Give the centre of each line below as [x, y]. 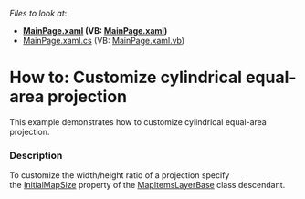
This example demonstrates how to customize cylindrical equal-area [138, 121]
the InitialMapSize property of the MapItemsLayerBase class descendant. [147, 185]
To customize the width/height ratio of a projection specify [120, 175]
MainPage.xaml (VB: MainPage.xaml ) [95, 31]
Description [36, 155]
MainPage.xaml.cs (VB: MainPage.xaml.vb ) [104, 41]
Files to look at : [38, 13]
